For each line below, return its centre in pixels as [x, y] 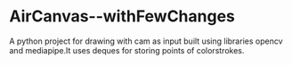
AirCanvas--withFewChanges [122, 16]
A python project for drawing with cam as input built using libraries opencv [146, 41]
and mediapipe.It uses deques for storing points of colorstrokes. [127, 50]
